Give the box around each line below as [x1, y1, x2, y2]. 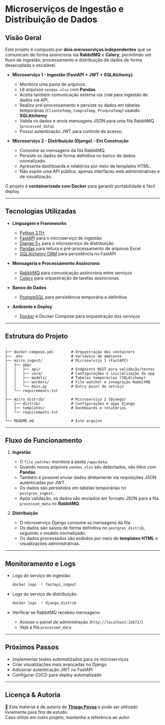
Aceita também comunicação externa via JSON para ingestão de [19, 92, 148, 97]
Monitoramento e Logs [5, 560, 76, 568]
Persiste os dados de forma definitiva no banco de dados [19, 153, 136, 158]
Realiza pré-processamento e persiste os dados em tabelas [19, 102, 140, 108]
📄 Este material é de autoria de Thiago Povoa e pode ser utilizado [5, 704, 138, 710]
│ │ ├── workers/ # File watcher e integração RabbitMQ [5, 379, 151, 384]
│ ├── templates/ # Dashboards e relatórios [5, 405, 126, 410]
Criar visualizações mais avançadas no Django [12, 661, 107, 667]
